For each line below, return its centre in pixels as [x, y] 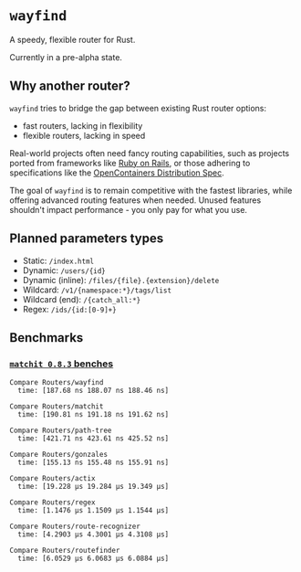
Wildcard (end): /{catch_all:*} [82, 299]
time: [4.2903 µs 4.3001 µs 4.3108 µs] [93, 535]
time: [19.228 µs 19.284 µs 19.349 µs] [93, 487]
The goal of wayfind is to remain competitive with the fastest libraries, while [151, 190]
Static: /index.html [58, 260]
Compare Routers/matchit [57, 407]
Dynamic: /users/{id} [64, 270]
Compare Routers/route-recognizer [75, 527]
